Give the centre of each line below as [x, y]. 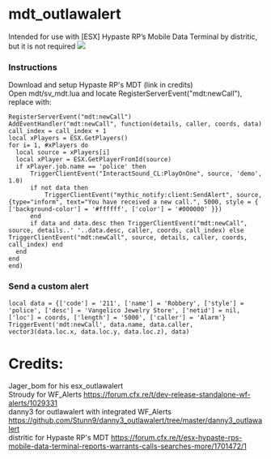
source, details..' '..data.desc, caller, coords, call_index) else [126, 231]
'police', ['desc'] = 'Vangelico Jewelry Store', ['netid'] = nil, [125, 310]
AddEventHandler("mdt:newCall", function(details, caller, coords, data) [135, 124]
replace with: [30, 102]
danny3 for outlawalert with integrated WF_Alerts [90, 412]
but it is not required [42, 46]
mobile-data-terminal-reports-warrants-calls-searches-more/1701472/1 [127, 446]
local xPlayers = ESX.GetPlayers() [68, 139]
